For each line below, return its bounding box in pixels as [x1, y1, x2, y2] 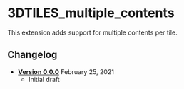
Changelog [7, 49, 58, 61]
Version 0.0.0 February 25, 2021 [17, 67, 114, 76]
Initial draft [28, 75, 61, 83]
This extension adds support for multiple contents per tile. [7, 28, 178, 37]
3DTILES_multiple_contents [7, 5, 175, 21]
